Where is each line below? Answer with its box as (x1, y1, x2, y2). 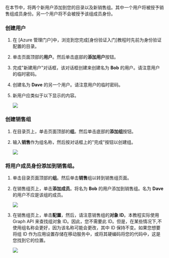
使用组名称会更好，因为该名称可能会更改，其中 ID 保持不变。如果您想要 (12, 224, 161, 231)
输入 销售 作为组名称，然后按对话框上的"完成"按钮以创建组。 (12, 139, 136, 145)
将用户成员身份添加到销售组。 (5, 162, 78, 169)
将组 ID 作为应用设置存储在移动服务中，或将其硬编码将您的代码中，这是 (12, 231, 161, 237)
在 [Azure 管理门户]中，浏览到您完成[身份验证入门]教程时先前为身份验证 (12, 37, 162, 43)
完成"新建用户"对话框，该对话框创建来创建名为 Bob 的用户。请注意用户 (12, 65, 160, 71)
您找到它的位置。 (12, 237, 48, 243)
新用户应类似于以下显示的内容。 (12, 92, 79, 98)
